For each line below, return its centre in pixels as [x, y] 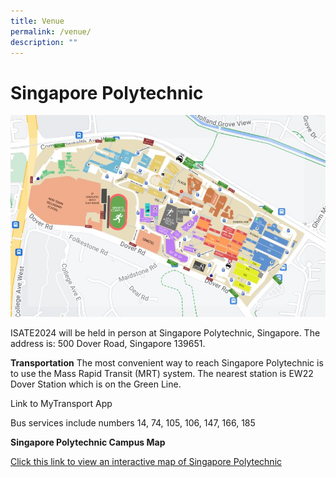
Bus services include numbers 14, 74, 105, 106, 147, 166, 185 [133, 422]
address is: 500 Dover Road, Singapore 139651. [108, 343]
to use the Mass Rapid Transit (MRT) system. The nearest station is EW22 [162, 373]
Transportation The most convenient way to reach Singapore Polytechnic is [167, 362]
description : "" [44, 42]
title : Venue [37, 21]
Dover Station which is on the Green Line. [96, 384]
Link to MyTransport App [61, 403]
